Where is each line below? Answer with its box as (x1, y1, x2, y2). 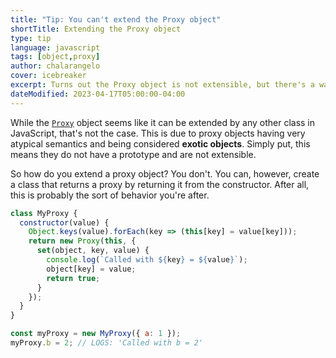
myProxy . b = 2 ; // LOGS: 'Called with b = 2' (10, 338, 203, 348)
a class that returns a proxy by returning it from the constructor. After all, (10, 178, 310, 190)
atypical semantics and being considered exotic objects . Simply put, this (10, 137, 311, 150)
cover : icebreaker (10, 71, 87, 81)
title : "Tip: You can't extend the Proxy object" (10, 14, 222, 25)
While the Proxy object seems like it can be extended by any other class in (10, 116, 316, 128)
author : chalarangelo (10, 61, 101, 71)
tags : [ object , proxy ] (10, 52, 101, 62)
